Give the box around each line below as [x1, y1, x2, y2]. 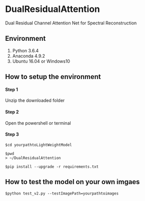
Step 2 [5, 108, 19, 115]
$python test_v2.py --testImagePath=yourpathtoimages [5, 191, 119, 196]
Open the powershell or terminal [5, 120, 71, 126]
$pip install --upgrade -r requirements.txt [5, 164, 99, 169]
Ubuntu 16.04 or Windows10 [12, 58, 71, 64]
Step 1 [5, 86, 18, 93]
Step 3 [5, 131, 19, 137]
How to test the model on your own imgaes [5, 178, 140, 186]
